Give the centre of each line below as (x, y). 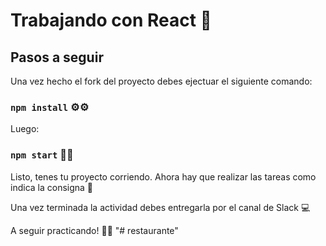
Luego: (25, 129)
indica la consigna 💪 (52, 187)
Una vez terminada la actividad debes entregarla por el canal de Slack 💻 (160, 207)
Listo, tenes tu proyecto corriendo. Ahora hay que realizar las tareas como (163, 176)
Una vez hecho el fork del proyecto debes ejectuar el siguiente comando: (161, 81)
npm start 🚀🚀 (42, 155)
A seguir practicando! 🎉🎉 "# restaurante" (94, 230)
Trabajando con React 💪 (111, 20)
